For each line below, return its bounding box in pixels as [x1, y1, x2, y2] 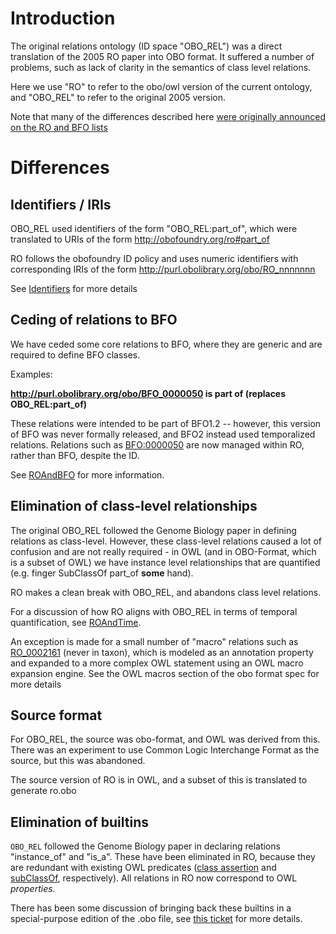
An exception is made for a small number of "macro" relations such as [10, 635, 299, 647]
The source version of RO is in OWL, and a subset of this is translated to [10, 774, 308, 786]
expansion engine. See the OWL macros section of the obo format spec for [10, 667, 320, 679]
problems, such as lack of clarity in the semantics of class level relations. [10, 61, 312, 73]
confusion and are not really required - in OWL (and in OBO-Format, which [10, 545, 317, 557]
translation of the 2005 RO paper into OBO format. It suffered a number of [10, 50, 315, 62]
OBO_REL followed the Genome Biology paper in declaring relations [10, 840, 281, 852]
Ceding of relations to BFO [10, 312, 178, 329]
